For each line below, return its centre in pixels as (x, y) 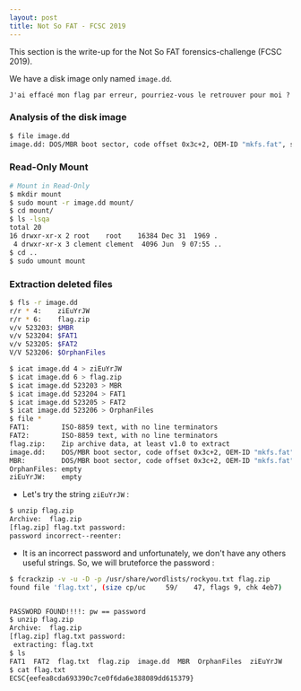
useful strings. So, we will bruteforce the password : (118, 563)
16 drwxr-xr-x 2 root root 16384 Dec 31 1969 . (114, 236)
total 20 (26, 228)
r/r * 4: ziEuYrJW (50, 311)
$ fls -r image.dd (43, 302)
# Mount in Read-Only (50, 186)
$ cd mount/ (31, 211)
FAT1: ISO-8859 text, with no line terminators (114, 427)
